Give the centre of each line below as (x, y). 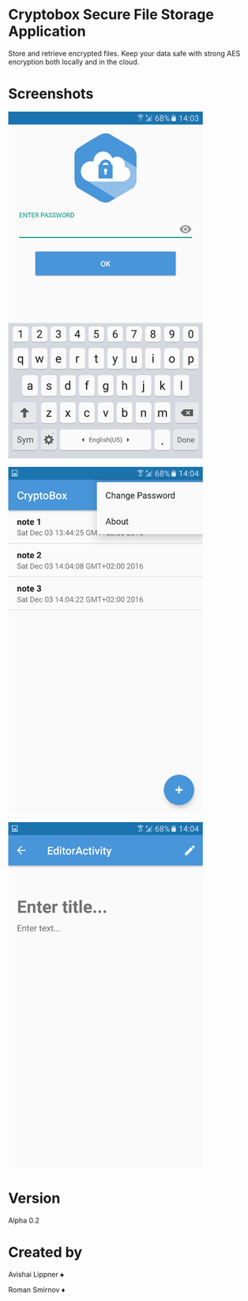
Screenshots (51, 94)
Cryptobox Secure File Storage (111, 15)
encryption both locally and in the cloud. (74, 62)
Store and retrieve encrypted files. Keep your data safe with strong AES (124, 53)
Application (47, 31)
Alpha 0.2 (24, 1220)
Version (34, 1198)
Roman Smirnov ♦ (37, 1289)
